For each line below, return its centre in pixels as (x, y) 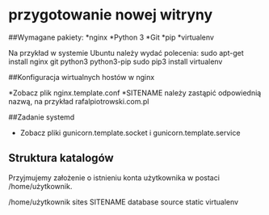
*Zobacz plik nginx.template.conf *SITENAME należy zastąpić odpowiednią (135, 93)
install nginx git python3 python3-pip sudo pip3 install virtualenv (116, 61)
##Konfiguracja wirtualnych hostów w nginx (82, 77)
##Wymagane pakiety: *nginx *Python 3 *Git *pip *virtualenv (111, 37)
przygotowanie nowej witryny (111, 15)
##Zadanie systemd (42, 117)
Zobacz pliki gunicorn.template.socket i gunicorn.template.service (130, 133)
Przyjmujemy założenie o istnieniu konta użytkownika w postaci (114, 177)
